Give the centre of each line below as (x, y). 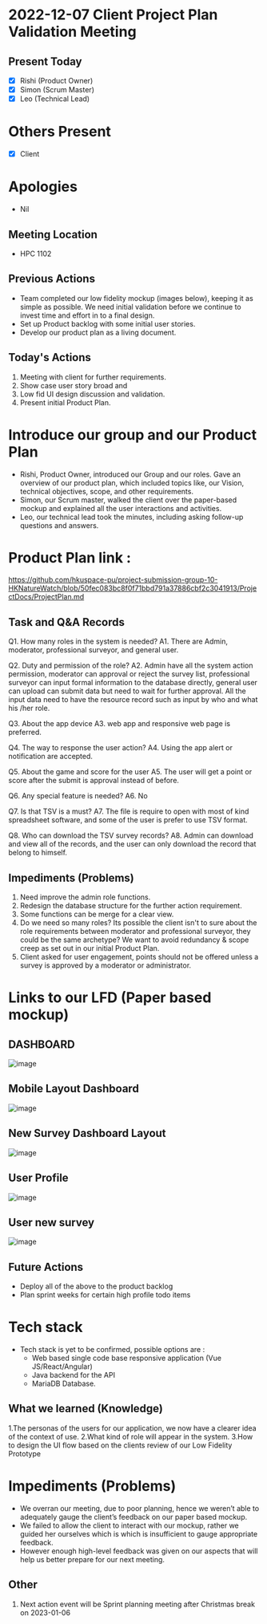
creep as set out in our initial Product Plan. (90, 948)
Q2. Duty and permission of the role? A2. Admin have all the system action (131, 666)
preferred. (25, 733)
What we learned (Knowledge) (86, 1409)
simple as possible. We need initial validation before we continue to (130, 307)
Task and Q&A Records (67, 622)
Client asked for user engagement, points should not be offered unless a (139, 957)
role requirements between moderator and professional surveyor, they (135, 932)
